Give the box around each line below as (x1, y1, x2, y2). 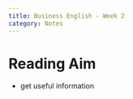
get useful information (19, 81, 95, 91)
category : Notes (8, 19, 63, 28)
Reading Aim (8, 54, 97, 73)
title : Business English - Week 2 (8, 11, 126, 20)
